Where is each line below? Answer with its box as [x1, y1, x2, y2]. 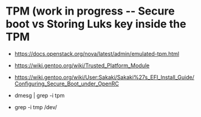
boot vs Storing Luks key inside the [5, 17, 186, 31]
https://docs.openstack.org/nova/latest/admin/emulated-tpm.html [14, 50, 180, 57]
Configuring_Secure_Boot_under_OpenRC [14, 80, 119, 87]
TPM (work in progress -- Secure [5, 4, 175, 18]
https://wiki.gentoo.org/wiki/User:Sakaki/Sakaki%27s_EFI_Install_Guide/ [14, 73, 195, 81]
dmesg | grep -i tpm [14, 92, 65, 99]
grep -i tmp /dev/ [14, 103, 57, 110]
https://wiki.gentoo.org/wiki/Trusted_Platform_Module [14, 62, 150, 69]
